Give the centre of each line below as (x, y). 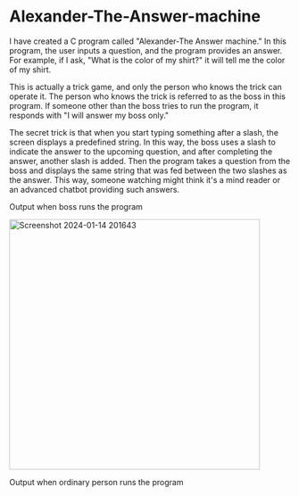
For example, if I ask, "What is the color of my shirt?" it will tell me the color (147, 60)
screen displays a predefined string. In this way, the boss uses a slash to (143, 142)
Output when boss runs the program (76, 206)
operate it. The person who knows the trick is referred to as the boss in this (147, 96)
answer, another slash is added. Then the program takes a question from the (150, 161)
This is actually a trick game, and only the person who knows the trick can (146, 87)
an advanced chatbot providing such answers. (95, 189)
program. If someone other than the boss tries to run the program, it (134, 105)
